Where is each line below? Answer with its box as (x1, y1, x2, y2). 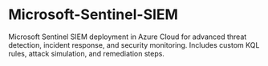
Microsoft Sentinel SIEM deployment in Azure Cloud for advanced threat (8, 32, 247, 41)
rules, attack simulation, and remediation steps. (8, 49, 164, 58)
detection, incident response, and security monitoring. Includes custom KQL (8, 40, 260, 49)
